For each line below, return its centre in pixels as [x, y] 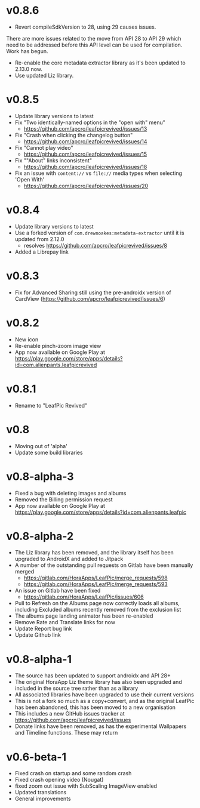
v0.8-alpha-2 [40, 536]
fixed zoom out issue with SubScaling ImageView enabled [86, 786]
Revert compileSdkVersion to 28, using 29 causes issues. [85, 27]
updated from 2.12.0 [39, 239]
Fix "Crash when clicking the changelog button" [74, 135]
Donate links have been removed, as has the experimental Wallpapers [101, 726]
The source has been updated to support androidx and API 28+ [93, 676]
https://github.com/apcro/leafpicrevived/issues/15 [85, 154]
